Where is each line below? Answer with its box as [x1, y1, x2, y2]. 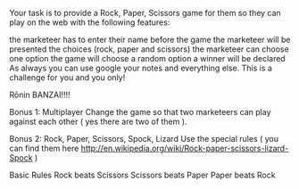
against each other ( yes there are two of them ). [9, 116, 187, 127]
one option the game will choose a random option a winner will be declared [9, 53, 286, 63]
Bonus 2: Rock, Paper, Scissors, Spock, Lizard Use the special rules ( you [9, 134, 279, 144]
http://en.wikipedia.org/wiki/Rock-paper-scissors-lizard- [80, 143, 289, 153]
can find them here [9, 143, 79, 153]
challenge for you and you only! [9, 72, 126, 83]
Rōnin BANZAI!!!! [9, 89, 71, 100]
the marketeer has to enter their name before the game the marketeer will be [9, 35, 291, 45]
